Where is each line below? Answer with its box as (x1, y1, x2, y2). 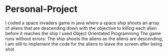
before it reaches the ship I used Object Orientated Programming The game (5, 30, 161, 36)
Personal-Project (5, 3, 78, 15)
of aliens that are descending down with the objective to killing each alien (5, 25, 157, 31)
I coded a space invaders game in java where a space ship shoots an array (5, 20, 159, 26)
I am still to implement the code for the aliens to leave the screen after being (5, 41, 162, 47)
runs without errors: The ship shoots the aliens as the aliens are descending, (5, 36, 163, 42)
